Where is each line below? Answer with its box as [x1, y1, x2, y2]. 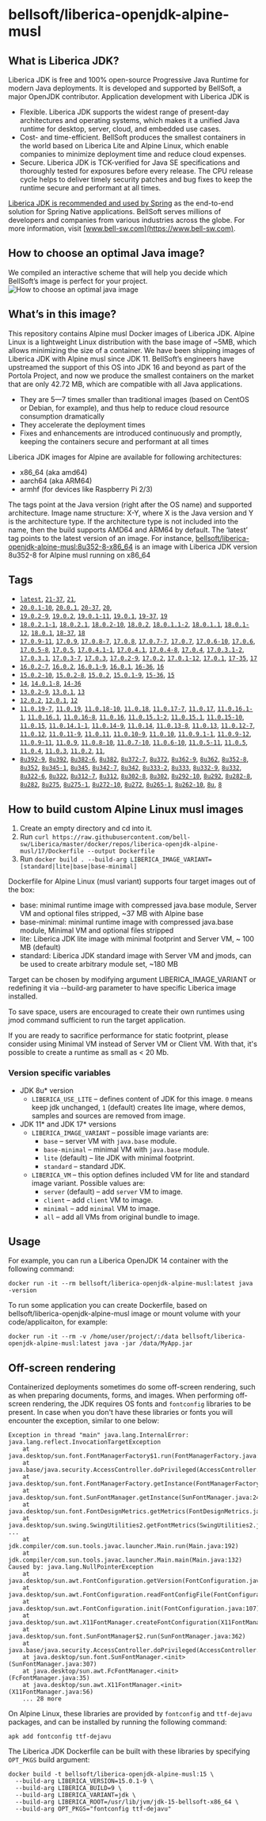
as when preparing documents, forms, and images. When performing [8, 1390, 234, 1401]
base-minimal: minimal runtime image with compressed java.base [19, 918, 234, 927]
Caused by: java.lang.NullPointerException [8, 1563, 154, 1571]
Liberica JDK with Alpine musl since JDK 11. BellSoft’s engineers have [8, 354, 235, 363]
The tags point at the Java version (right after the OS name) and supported [8, 500, 253, 509]
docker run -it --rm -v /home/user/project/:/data [8, 1332, 179, 1341]
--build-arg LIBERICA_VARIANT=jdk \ [15, 1791, 136, 1800]
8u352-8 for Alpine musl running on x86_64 [8, 550, 151, 560]
